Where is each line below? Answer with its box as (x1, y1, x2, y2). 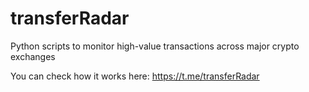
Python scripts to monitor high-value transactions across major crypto (10, 40, 300, 52)
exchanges (10, 50, 56, 62)
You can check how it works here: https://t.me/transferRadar (10, 70, 260, 82)
